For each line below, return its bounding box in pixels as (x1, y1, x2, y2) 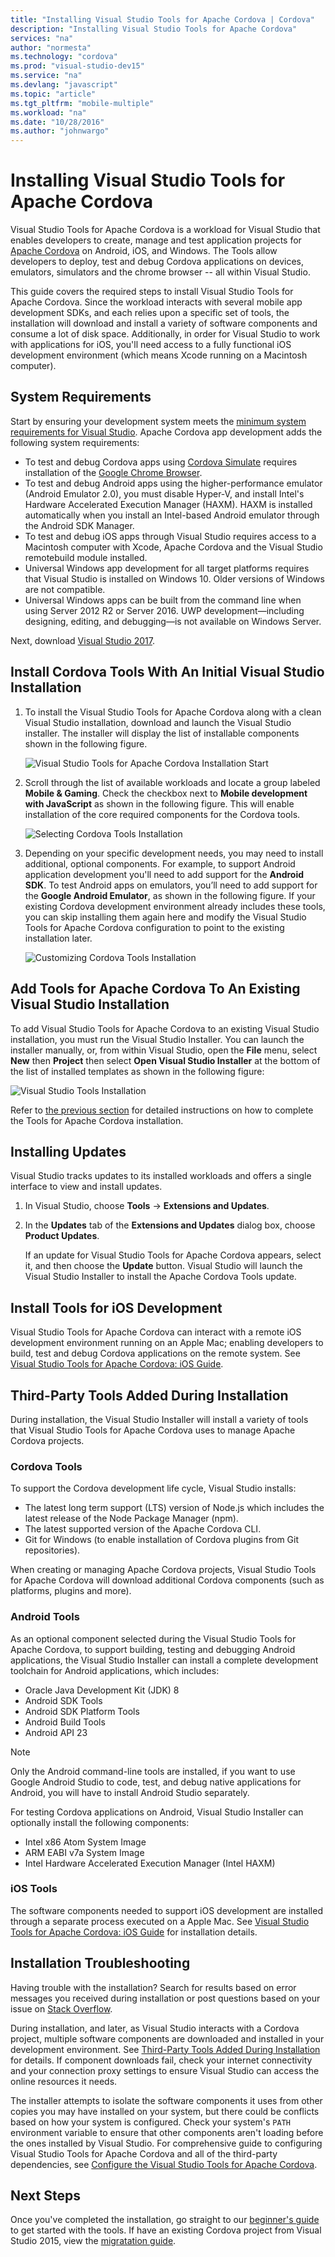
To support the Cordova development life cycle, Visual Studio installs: (10, 1482, 297, 1495)
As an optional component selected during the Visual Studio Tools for (10, 1632, 297, 1645)
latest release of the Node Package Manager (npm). (24, 1512, 239, 1525)
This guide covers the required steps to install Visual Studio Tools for (10, 286, 294, 298)
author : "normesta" (10, 42, 92, 53)
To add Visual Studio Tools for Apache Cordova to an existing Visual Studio (10, 1022, 320, 1035)
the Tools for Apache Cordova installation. (10, 1114, 184, 1126)
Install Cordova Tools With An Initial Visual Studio (10, 664, 325, 681)
